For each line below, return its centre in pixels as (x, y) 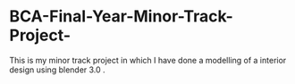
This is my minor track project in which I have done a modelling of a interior (148, 60)
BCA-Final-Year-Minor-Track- (122, 17)
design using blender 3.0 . (57, 70)
